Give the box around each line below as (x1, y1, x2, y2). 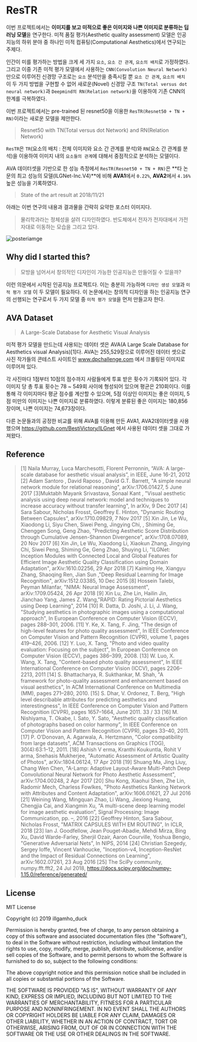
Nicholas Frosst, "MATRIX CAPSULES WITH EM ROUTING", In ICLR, (20, 821, 184, 828)
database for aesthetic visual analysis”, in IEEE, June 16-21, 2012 (35, 471, 191, 478)
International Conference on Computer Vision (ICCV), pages (20, 665, 166, 672)
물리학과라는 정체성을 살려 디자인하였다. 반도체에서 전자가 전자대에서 (20, 216, 178, 223)
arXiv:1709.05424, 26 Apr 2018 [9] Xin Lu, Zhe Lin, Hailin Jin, (20, 590, 168, 597)
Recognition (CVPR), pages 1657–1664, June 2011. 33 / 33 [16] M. (20, 709, 179, 716)
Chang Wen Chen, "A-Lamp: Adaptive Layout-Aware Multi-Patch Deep (20, 765, 191, 772)
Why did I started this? (6, 252, 91, 262)
